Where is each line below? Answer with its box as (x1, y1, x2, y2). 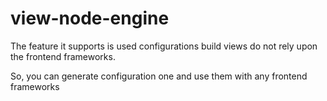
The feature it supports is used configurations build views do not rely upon (10, 40, 318, 52)
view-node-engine (10, 7, 170, 30)
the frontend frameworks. (10, 50, 116, 62)
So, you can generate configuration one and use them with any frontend (10, 70, 308, 82)
